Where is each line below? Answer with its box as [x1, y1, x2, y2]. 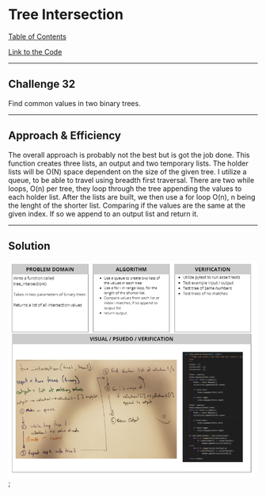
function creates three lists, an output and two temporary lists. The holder [8, 158, 249, 168]
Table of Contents [8, 32, 67, 41]
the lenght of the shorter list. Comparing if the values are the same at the [8, 200, 246, 210]
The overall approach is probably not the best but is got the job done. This [8, 150, 251, 159]
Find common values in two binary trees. [8, 98, 141, 108]
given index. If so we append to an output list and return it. [8, 208, 199, 219]
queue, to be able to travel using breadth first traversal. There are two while [8, 175, 255, 185]
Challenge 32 [8, 78, 76, 91]
